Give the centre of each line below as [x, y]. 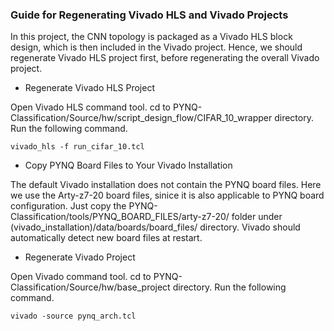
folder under [257, 217]
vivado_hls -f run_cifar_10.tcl [77, 147]
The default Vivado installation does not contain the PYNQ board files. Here [166, 185]
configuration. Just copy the [68, 206]
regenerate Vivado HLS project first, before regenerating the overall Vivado [165, 58]
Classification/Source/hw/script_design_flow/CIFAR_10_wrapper [141, 118]
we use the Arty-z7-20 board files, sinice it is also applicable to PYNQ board [167, 195]
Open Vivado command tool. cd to [81, 277]
